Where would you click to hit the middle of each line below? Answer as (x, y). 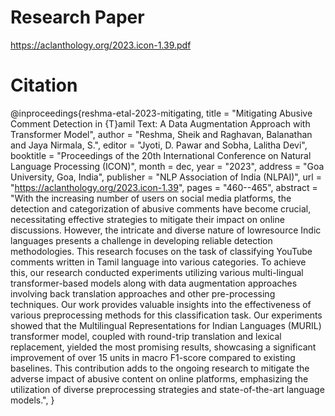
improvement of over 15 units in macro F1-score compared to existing (153, 357)
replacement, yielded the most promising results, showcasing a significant (163, 347)
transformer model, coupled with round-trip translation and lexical (146, 336)
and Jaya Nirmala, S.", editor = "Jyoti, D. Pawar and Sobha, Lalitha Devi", (159, 145)
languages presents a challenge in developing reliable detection (141, 240)
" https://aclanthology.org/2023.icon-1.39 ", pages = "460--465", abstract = (164, 187)
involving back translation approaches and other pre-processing (143, 293)
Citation (44, 85)
